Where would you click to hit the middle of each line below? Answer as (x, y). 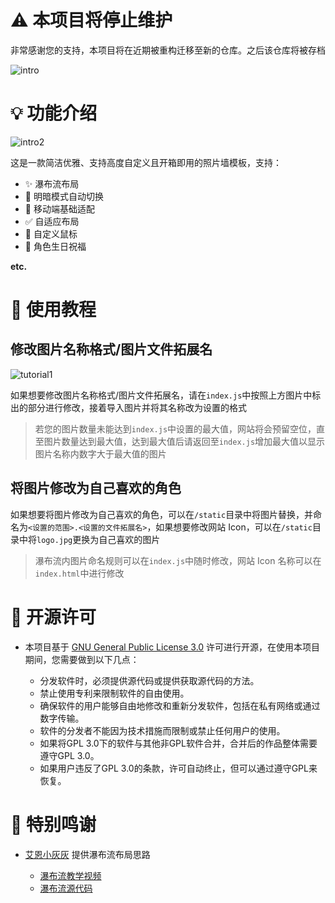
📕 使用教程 (53, 310)
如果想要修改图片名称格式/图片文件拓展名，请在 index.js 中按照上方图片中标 (166, 395)
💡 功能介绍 (54, 113)
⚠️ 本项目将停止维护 (91, 20)
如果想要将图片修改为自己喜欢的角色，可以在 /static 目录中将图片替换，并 (162, 514)
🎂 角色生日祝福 (55, 246)
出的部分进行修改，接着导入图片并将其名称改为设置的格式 (128, 407)
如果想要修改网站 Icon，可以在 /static (234, 527)
